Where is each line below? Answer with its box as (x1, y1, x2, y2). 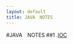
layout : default (6, 8, 46, 15)
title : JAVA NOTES (6, 14, 53, 20)
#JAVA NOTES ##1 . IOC (6, 31, 67, 39)
